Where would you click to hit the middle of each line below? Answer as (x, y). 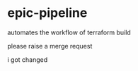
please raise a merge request (50, 46)
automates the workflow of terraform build (69, 32)
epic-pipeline (47, 13)
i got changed (28, 59)
